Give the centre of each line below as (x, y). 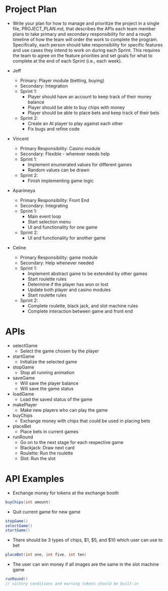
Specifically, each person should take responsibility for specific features (88, 44)
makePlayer (25, 404)
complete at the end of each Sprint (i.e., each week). (67, 61)
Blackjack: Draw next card (47, 447)
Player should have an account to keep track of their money (90, 97)
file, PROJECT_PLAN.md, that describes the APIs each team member (84, 28)
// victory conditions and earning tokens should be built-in (72, 584)
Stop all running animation (47, 372)
